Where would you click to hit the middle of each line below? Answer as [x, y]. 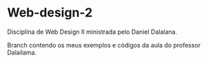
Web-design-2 [50, 13]
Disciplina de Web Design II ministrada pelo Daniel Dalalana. [92, 32]
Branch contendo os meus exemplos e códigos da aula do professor [104, 45]
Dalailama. [22, 52]
